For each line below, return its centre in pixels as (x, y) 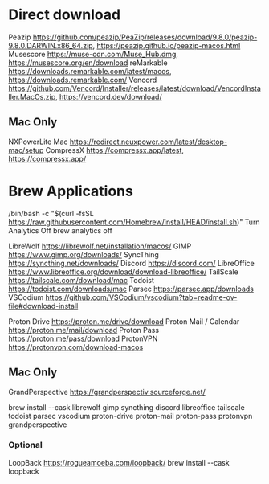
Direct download (65, 15)
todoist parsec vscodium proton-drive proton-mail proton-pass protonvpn (130, 416)
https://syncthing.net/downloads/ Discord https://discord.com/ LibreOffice (131, 263)
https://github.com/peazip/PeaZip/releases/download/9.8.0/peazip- (145, 37)
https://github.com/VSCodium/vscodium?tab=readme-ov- (141, 297)
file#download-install (43, 306)
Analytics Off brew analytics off (61, 230)
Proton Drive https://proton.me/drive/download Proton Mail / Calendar (124, 321)
